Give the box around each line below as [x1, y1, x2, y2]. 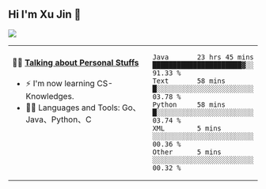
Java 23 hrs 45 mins [152, 52, 255, 62]
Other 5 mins [152, 147, 222, 157]
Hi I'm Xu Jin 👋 [8, 8, 82, 21]
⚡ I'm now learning [25, 78, 95, 89]
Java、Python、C [25, 114, 92, 125]
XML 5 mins [152, 123, 222, 133]
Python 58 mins [152, 100, 226, 109]
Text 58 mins [152, 76, 226, 85]
